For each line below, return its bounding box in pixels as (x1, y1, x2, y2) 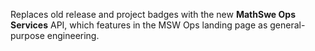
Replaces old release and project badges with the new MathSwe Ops (10, 9, 296, 20)
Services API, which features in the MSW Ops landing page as (10, 19, 268, 31)
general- (269, 19, 306, 31)
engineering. (46, 30, 100, 41)
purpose (10, 30, 45, 41)
